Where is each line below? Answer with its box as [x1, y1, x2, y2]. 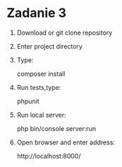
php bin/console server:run [16, 124, 97, 132]
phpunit [16, 97, 39, 105]
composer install [16, 69, 66, 78]
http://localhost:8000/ [16, 151, 81, 160]
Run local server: [16, 110, 66, 119]
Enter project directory [16, 42, 83, 50]
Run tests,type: [16, 83, 61, 91]
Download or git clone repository [16, 28, 113, 37]
